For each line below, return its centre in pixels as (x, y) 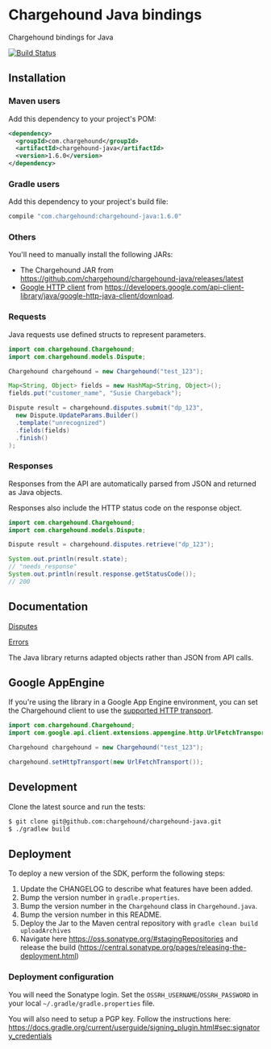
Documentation (48, 607)
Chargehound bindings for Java (61, 37)
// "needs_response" (43, 567)
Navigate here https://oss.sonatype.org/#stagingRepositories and (129, 939)
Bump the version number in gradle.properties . (100, 897)
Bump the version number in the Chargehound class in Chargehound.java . (139, 906)
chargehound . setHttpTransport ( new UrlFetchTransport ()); (106, 762)
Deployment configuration (61, 977)
